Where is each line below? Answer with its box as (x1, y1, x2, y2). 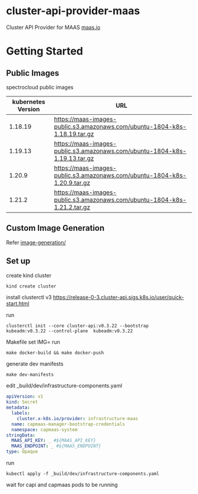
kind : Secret (6, 399, 38, 405)
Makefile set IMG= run (6, 338, 61, 346)
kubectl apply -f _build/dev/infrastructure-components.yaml (6, 471, 160, 477)
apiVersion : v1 (6, 393, 44, 400)
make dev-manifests (6, 372, 54, 378)
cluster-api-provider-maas (6, 4, 140, 18)
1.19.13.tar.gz (54, 154, 94, 162)
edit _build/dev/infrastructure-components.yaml (6, 382, 123, 389)
